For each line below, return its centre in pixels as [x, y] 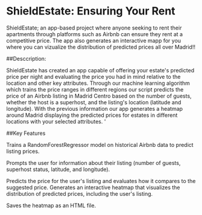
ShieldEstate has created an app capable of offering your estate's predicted [100, 70]
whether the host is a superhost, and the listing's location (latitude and [94, 102]
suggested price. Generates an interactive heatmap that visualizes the [93, 187]
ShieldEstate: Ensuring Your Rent [91, 11]
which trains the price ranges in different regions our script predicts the [95, 89]
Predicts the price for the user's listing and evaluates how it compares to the [101, 181]
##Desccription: [26, 58]
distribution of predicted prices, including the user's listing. [80, 193]
